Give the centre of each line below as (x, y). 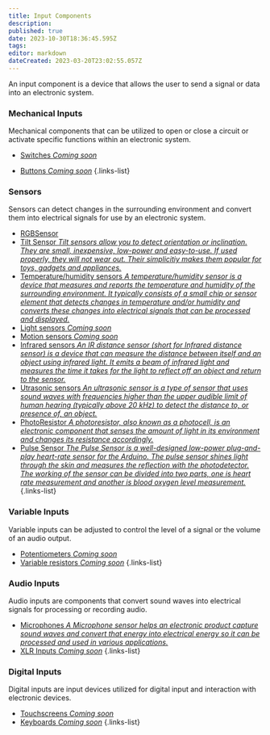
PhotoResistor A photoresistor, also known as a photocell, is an (125, 422)
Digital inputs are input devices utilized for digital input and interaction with (132, 689)
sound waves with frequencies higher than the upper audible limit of (133, 397)
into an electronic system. (51, 92)
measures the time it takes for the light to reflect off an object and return (141, 371)
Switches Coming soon (58, 155)
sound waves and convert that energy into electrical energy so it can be (140, 634)
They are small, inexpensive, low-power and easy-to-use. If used (129, 250)
